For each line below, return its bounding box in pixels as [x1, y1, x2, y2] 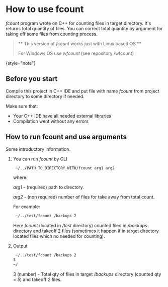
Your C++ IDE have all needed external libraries [13, 113, 112, 119]
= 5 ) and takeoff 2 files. [13, 276, 62, 282]
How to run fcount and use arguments [6, 133, 127, 141]
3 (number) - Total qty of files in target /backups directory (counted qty [13, 271, 161, 277]
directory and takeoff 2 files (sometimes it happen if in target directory [13, 228, 159, 234]
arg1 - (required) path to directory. [13, 184, 85, 190]
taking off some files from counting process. [6, 31, 98, 37]
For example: [13, 204, 40, 210]
